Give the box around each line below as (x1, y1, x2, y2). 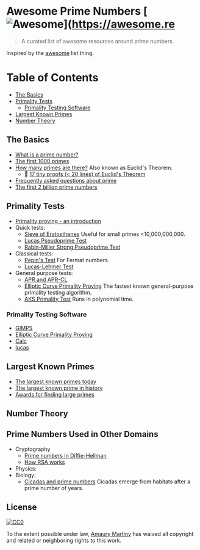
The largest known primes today (15, 378, 96, 385)
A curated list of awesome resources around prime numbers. (21, 37, 174, 45)
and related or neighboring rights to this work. (6, 537, 122, 544)
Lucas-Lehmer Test (24, 263, 74, 270)
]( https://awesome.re (63, 17, 176, 31)
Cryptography (15, 445, 51, 453)
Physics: (15, 464, 37, 472)
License (6, 502, 37, 513)
